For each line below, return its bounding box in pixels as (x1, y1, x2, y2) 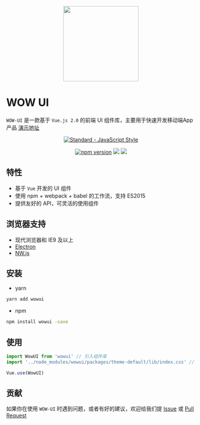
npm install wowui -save (6, 319, 68, 325)
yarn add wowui (6, 296, 44, 303)
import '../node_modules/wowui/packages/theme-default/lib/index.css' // (6, 359, 195, 365)
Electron (14, 243, 36, 250)
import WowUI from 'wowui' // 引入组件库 (6, 353, 107, 359)
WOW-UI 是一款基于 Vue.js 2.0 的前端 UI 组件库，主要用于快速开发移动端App (6, 116, 193, 124)
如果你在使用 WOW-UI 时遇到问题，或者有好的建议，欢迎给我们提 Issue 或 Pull (6, 405, 194, 412)
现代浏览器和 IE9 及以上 (14, 236, 74, 244)
